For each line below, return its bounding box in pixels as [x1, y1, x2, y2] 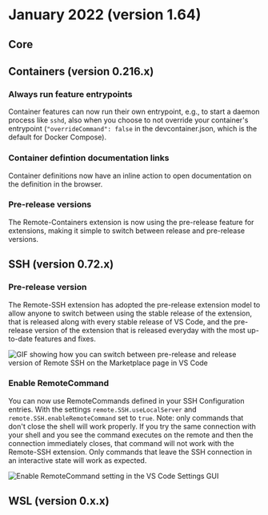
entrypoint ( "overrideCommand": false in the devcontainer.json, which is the [8, 124, 258, 134]
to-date [8, 334, 34, 344]
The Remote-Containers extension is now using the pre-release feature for [8, 217, 254, 227]
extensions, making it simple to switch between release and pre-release [8, 226, 246, 235]
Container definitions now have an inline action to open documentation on [8, 171, 252, 180]
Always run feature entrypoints [8, 88, 133, 99]
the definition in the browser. [8, 179, 103, 189]
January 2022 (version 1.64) [8, 6, 202, 24]
